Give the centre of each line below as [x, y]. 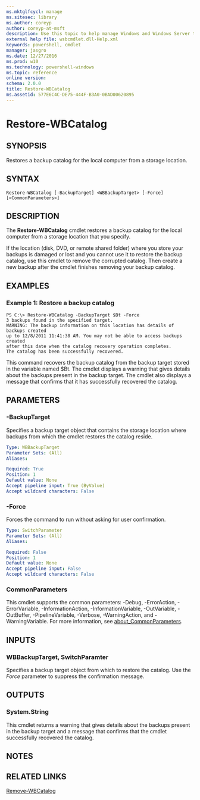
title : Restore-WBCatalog [38, 89]
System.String [28, 712]
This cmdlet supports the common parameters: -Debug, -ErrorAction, [91, 603]
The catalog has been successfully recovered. [65, 352]
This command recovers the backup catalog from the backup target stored [98, 363]
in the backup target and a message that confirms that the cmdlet [87, 731]
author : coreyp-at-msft [36, 28]
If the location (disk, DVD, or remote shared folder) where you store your [95, 248]
